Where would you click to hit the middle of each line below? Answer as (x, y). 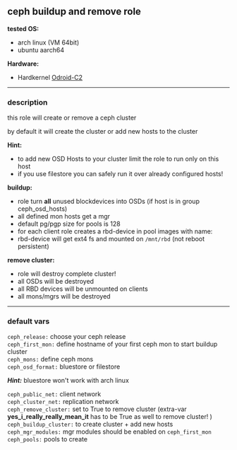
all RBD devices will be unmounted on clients (83, 289)
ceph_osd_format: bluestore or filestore (64, 367)
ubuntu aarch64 (41, 50)
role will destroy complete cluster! (67, 274)
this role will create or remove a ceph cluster (72, 118)
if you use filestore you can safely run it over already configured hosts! (120, 174)
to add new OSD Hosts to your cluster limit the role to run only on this (118, 159)
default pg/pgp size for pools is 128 (69, 224)
